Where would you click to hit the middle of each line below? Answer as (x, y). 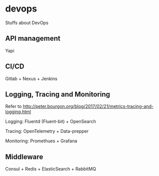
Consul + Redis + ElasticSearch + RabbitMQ (51, 169)
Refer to (13, 107)
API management (33, 38)
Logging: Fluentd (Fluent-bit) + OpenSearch (51, 122)
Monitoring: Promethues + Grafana (41, 141)
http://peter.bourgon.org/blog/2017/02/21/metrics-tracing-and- (88, 107)
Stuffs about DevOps (27, 23)
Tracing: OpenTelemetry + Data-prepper (47, 131)
